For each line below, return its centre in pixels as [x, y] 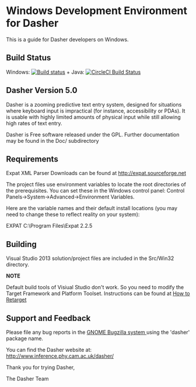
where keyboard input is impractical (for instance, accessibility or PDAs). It [96, 111]
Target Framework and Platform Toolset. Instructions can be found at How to [98, 293]
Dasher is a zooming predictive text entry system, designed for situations [94, 104]
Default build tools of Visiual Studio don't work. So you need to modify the [95, 287]
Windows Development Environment [97, 11]
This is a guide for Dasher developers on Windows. [67, 39]
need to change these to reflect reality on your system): [73, 214]
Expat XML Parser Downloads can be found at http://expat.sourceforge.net [96, 173]
